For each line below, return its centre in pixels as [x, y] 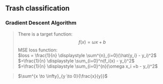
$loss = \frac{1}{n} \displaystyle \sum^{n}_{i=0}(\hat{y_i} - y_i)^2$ [87, 55]
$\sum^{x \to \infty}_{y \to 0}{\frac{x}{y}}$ [63, 76]
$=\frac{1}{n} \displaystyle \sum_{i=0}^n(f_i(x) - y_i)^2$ [76, 61]
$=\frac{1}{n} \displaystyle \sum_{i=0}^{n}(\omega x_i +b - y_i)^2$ [88, 66]
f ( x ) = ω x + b [92, 42]
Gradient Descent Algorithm [41, 23]
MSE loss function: [38, 50]
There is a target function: [45, 34]
